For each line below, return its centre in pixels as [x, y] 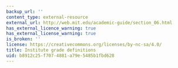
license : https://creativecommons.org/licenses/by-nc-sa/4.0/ [84, 45]
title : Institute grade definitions [51, 50]
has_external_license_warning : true [51, 34]
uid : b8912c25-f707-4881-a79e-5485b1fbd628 [60, 56]
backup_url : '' [25, 12]
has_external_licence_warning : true [51, 28]
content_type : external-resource [47, 17]
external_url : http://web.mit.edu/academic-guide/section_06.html [89, 22]
